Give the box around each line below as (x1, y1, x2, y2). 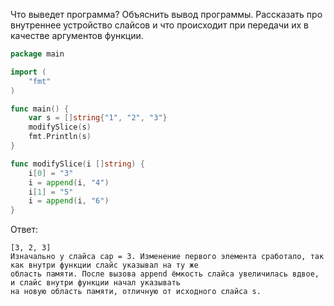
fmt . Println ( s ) (28, 132, 92, 142)
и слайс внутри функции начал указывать (10, 278, 182, 288)
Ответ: (10, 224, 39, 236)
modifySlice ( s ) (28, 122, 92, 133)
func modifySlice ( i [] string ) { (10, 159, 145, 169)
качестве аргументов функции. (10, 30, 144, 41)
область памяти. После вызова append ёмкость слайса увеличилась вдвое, (10, 269, 320, 279)
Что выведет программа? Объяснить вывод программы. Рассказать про (10, 9, 323, 20)
